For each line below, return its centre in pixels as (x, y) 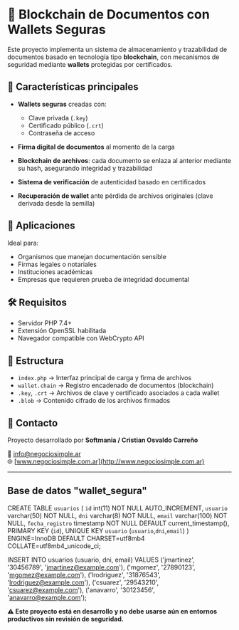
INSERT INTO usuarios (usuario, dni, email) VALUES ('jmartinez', (101, 560)
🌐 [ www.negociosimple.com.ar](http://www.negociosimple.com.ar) (106, 461)
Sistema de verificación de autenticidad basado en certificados (112, 182)
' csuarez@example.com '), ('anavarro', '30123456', (81, 589)
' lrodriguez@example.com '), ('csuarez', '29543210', (83, 582)
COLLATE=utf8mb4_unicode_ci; (54, 546)
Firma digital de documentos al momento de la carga (96, 147)
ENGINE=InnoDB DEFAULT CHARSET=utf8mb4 (76, 538)
